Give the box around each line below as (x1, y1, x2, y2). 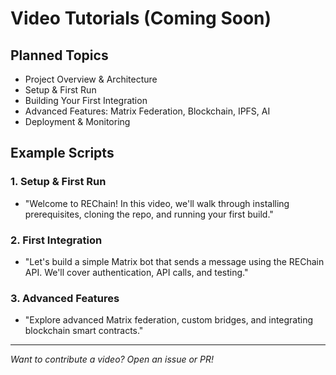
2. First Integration (10, 233, 103, 247)
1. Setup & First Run (10, 175, 107, 189)
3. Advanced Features (10, 291, 120, 305)
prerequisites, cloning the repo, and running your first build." (24, 208, 274, 220)
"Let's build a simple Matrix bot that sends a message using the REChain (24, 255, 325, 267)
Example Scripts (10, 145, 115, 162)
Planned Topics (10, 47, 109, 64)
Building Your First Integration (24, 95, 148, 106)
